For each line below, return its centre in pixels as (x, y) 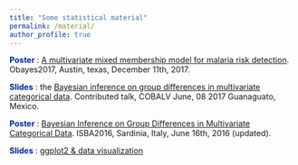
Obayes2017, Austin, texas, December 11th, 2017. (100, 69)
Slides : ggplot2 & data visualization (76, 151)
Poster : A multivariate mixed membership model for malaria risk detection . (149, 60)
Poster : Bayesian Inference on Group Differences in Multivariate (130, 124)
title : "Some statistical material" (78, 18)
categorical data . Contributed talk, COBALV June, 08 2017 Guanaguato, (143, 96)
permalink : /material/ (52, 26)
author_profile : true (50, 34)
